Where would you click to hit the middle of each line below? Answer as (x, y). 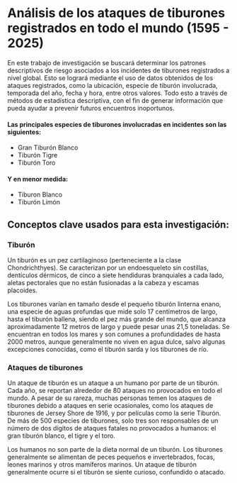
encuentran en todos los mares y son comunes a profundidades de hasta (114, 334)
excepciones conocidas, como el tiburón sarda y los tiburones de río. (108, 350)
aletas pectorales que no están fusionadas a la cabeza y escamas (103, 283)
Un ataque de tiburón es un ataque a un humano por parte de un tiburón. (113, 383)
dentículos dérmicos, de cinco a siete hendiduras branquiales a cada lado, (116, 275)
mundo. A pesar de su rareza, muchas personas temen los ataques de (110, 398)
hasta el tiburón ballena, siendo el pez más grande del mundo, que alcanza (117, 319)
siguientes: (24, 132)
